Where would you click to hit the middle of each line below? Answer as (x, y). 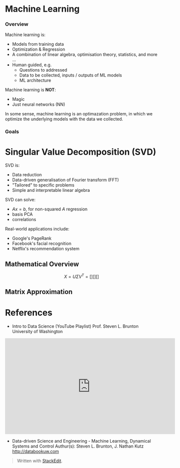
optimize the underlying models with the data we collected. (64, 119)
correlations (24, 220)
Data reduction (27, 175)
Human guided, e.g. (32, 65)
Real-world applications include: (37, 229)
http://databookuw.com (35, 451)
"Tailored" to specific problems (43, 185)
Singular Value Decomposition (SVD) (81, 152)
